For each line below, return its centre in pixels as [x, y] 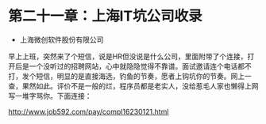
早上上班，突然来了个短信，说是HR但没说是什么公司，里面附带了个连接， [128, 56]
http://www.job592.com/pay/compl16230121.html [89, 111]
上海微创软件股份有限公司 [62, 39]
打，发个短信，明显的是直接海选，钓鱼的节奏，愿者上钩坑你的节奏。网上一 [130, 76]
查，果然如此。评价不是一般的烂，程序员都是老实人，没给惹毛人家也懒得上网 [133, 86]
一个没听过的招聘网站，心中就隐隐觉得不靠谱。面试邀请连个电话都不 [140, 66]
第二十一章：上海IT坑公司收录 [105, 16]
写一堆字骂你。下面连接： [50, 96]
